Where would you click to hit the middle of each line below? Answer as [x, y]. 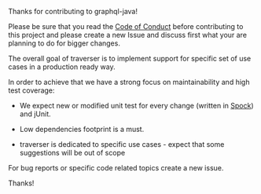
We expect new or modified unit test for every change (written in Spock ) [136, 106]
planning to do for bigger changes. [64, 43]
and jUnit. [35, 114]
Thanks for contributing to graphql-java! [73, 11]
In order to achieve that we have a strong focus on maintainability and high [129, 82]
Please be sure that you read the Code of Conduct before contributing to [126, 26]
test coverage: [31, 90]
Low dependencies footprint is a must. [82, 129]
